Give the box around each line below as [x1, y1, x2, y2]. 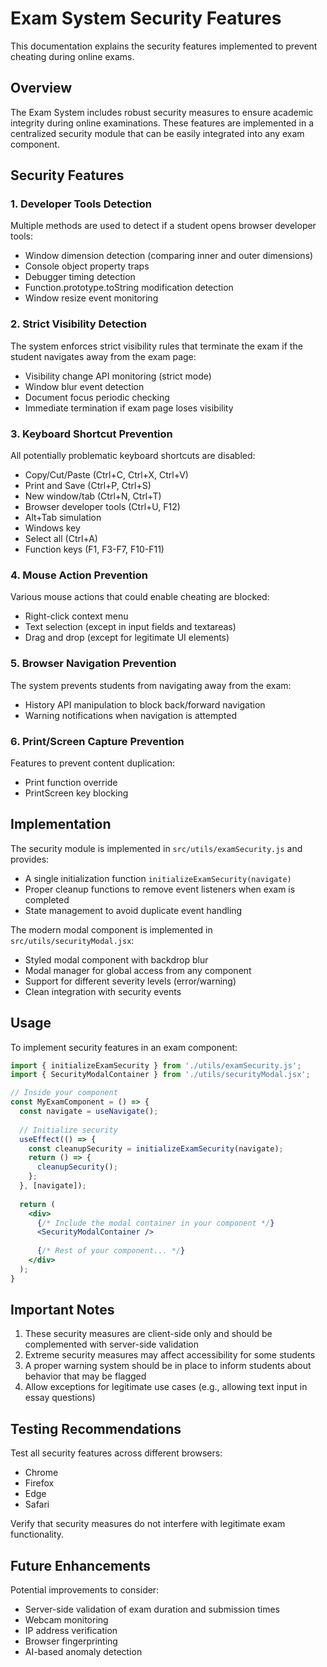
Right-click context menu [24, 610, 129, 622]
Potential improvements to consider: [10, 1584, 160, 1596]
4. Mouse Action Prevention [10, 568, 148, 582]
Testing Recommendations [10, 1420, 182, 1437]
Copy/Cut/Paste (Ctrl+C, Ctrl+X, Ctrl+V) [24, 469, 189, 481]
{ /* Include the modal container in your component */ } [36, 1218, 275, 1228]
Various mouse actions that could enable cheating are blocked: [10, 591, 270, 603]
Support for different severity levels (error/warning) [24, 975, 237, 987]
